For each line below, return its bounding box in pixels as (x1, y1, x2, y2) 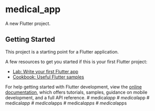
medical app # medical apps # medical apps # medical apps (5, 100, 127, 106)
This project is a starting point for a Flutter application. (5, 48, 119, 54)
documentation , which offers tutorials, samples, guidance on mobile (5, 89, 147, 95)
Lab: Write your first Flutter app (12, 68, 79, 74)
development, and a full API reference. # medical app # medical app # (5, 94, 150, 100)
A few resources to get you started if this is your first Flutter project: (5, 59, 147, 65)
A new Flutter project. (5, 20, 51, 26)
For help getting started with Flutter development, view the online (5, 84, 142, 90)
